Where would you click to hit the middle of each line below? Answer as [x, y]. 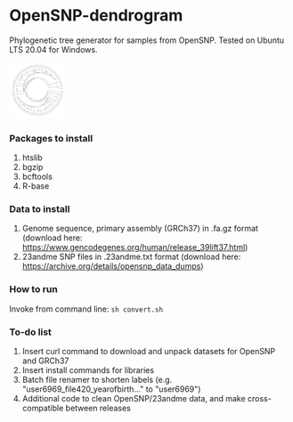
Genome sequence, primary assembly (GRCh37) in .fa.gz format [140, 229]
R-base [36, 186]
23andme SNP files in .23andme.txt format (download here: [131, 257]
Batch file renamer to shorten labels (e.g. [97, 379]
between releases [98, 408]
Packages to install [51, 138]
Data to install [40, 208]
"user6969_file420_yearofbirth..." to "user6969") [111, 389]
